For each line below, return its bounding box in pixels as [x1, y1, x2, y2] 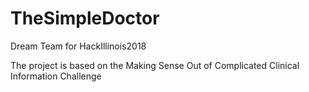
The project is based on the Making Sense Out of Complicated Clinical [10, 59, 300, 71]
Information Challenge [10, 70, 102, 82]
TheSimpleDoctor [10, 7, 160, 30]
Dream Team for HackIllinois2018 [10, 40, 147, 52]
